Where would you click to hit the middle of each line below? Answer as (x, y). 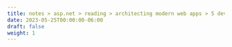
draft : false (26, 26)
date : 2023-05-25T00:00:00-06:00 (55, 20)
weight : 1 (21, 33)
